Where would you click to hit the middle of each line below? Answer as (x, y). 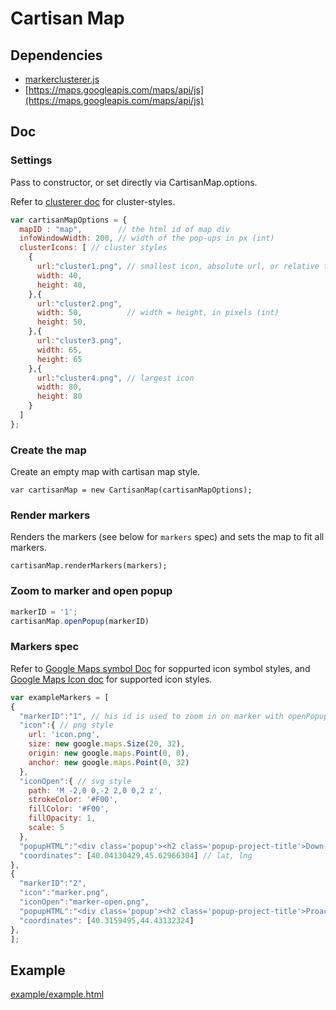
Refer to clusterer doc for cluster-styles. (93, 201)
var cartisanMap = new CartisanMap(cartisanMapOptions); (131, 490)
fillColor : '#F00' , (69, 809)
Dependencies (56, 55)
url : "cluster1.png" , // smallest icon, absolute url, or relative (178, 267)
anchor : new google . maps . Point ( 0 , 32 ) (109, 762)
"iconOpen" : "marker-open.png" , (84, 902)
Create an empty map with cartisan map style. (105, 472)
